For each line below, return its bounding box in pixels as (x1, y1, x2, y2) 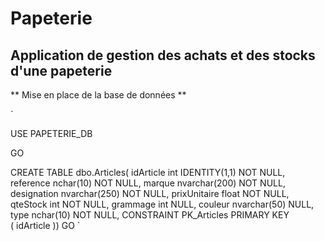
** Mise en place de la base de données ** (10, 89, 187, 101)
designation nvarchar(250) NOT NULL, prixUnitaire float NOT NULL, (10, 188, 290, 199)
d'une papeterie (10, 62, 113, 79)
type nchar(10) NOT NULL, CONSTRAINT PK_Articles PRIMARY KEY (10, 209, 290, 221)
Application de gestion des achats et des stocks (10, 47, 316, 64)
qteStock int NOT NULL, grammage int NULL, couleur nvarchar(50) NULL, (10, 198, 315, 210)
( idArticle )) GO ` (10, 220, 81, 231)
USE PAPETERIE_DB (10, 128, 93, 139)
